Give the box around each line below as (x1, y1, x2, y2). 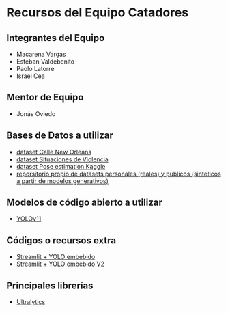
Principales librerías (6, 280, 94, 291)
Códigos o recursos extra (6, 234, 117, 246)
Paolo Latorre (16, 65, 55, 72)
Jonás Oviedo (16, 109, 56, 118)
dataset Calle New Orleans (16, 148, 92, 156)
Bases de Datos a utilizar (6, 130, 114, 141)
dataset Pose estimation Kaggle (16, 162, 106, 170)
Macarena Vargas (16, 50, 66, 58)
